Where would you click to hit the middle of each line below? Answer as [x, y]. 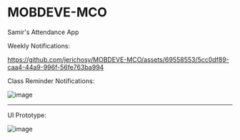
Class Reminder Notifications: [51, 81]
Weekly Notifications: [39, 45]
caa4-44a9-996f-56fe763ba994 [56, 67]
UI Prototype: [27, 115]
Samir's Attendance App [43, 32]
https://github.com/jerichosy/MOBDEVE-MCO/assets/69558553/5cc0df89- [119, 59]
